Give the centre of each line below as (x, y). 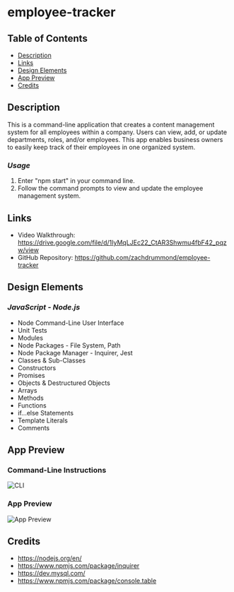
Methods (30, 398)
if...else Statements (46, 413)
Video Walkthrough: (46, 235)
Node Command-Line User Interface (71, 323)
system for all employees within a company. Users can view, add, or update (117, 132)
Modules (30, 338)
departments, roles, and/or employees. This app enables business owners (115, 139)
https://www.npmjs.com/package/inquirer (78, 566)
